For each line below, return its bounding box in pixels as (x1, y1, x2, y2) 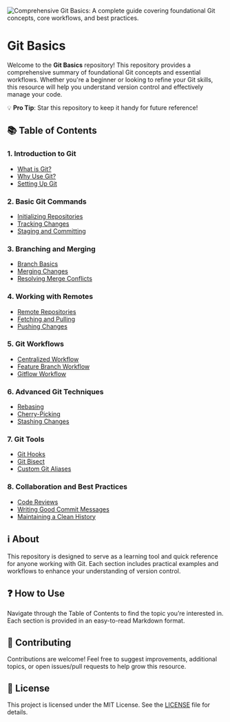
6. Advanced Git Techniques (7, 387, 104, 396)
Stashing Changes (17, 418, 70, 426)
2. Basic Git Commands (7, 197, 87, 206)
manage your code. (7, 90, 63, 98)
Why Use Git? (17, 172, 56, 180)
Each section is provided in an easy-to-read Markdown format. (7, 616, 185, 625)
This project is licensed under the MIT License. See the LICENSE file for (7, 701, 211, 709)
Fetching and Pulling (17, 315, 76, 323)
